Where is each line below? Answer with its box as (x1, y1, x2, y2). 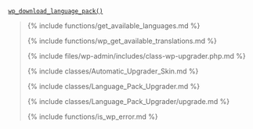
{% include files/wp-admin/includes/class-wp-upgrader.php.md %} (27, 52, 246, 60)
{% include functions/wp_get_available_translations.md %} (27, 36, 218, 45)
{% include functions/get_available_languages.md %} (27, 21, 201, 30)
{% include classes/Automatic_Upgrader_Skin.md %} (27, 66, 199, 76)
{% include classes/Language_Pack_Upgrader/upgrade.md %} (27, 97, 230, 106)
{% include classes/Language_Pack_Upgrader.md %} (27, 82, 201, 91)
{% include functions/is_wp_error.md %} (27, 112, 158, 121)
